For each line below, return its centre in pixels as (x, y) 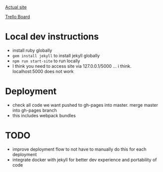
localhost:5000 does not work (43, 71)
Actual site (16, 7)
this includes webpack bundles (44, 115)
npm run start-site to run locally (46, 61)
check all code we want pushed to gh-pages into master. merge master (85, 105)
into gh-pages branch (34, 110)
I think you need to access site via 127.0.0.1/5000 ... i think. (72, 66)
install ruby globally (32, 50)
